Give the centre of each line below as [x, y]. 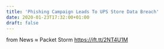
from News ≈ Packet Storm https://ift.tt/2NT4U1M [67, 40]
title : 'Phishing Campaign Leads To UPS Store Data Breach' [83, 12]
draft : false [22, 23]
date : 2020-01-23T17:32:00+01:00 [48, 17]
